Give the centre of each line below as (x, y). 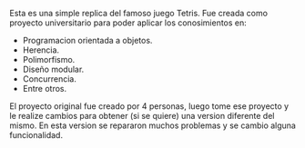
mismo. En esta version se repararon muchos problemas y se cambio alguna (152, 125)
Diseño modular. (53, 69)
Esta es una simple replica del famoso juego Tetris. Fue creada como (139, 13)
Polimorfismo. (49, 59)
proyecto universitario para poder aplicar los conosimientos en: (128, 23)
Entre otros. (45, 89)
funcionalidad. (36, 135)
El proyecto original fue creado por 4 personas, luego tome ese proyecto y (149, 106)
